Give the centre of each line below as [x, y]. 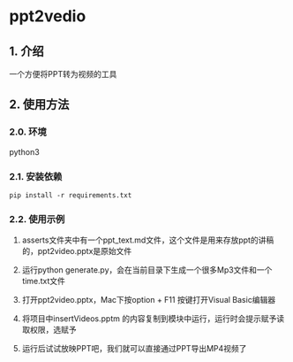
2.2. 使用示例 [37, 219]
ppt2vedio [48, 16]
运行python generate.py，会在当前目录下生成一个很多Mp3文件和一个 [147, 270]
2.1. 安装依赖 [36, 176]
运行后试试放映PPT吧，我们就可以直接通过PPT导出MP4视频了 [134, 349]
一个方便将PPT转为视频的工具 [63, 74]
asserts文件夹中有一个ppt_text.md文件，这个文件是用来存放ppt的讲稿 [148, 240]
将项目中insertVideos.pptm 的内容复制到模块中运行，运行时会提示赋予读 [153, 319]
